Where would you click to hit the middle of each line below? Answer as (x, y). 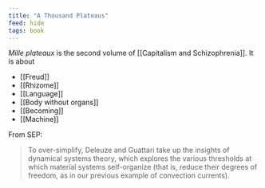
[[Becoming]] (42, 111)
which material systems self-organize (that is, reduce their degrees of (142, 167)
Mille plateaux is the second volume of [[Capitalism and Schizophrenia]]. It (131, 53)
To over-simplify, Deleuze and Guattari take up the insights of (129, 150)
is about (22, 61)
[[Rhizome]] (40, 85)
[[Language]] (42, 94)
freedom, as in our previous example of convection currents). (129, 175)
